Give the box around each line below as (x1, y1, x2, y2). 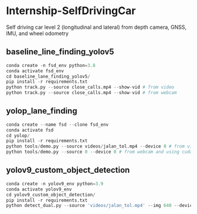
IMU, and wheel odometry (6, 29, 69, 36)
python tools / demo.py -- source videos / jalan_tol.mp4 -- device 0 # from (6, 143, 185, 149)
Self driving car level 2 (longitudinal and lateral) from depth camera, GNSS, (6, 24, 187, 31)
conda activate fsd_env (6, 68, 64, 74)
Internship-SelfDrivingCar (6, 4, 136, 18)
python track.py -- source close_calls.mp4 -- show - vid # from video (6, 84, 175, 91)
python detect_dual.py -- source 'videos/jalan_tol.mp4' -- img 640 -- (6, 203, 180, 209)
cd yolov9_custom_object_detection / (6, 192, 96, 198)
